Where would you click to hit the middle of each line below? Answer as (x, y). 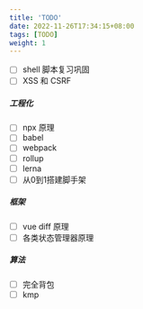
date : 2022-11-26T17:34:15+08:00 (72, 26)
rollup (33, 158)
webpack (39, 148)
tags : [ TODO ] (34, 34)
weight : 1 (28, 43)
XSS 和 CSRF (47, 81)
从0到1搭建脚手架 (54, 179)
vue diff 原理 (45, 226)
